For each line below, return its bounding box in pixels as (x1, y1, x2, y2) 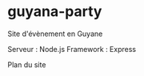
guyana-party (7, 2, 102, 21)
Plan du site (7, 59, 46, 70)
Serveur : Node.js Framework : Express (7, 44, 137, 54)
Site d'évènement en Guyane (7, 29, 103, 38)
